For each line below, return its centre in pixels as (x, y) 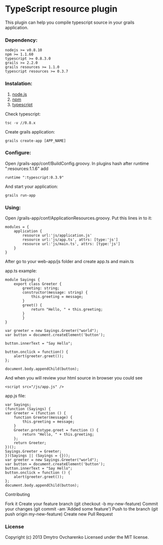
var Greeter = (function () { (36, 413)
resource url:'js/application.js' (57, 236)
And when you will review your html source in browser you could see (74, 378)
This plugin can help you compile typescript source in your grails (70, 22)
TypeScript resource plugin (61, 9)
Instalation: (19, 83)
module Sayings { (23, 280)
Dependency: (21, 40)
